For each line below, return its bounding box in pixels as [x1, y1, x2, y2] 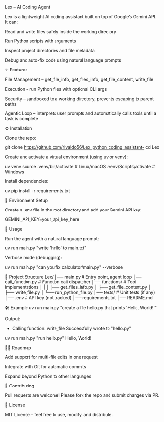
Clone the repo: [5, 135, 37, 141]
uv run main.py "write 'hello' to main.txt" [5, 245, 87, 251]
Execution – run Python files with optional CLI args [5, 86, 107, 92]
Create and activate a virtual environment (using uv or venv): [5, 154, 128, 160]
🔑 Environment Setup [5, 197, 48, 203]
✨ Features [5, 67, 28, 72]
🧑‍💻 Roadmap [5, 345, 31, 351]
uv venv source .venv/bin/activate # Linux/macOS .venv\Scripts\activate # [5, 164, 155, 169]
